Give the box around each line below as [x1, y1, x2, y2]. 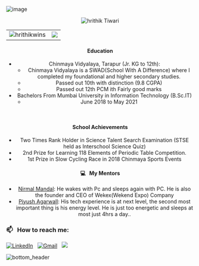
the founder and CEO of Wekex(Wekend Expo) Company [35, 191, 174, 199]
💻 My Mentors [80, 170, 120, 177]
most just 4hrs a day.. [78, 210, 131, 217]
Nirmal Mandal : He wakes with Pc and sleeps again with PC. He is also [18, 185, 191, 192]
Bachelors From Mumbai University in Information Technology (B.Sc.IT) [17, 92, 192, 99]
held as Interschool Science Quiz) [63, 143, 146, 150]
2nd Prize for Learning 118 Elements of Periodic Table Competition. [23, 149, 186, 157]
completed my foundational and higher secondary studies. [37, 73, 181, 80]
